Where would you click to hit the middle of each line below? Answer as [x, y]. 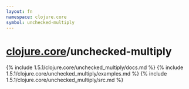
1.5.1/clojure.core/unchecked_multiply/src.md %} [65, 80]
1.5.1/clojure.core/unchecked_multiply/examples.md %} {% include [87, 74]
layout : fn [19, 11]
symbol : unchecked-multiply [41, 22]
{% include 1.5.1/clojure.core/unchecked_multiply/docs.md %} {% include [95, 67]
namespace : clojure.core [36, 17]
